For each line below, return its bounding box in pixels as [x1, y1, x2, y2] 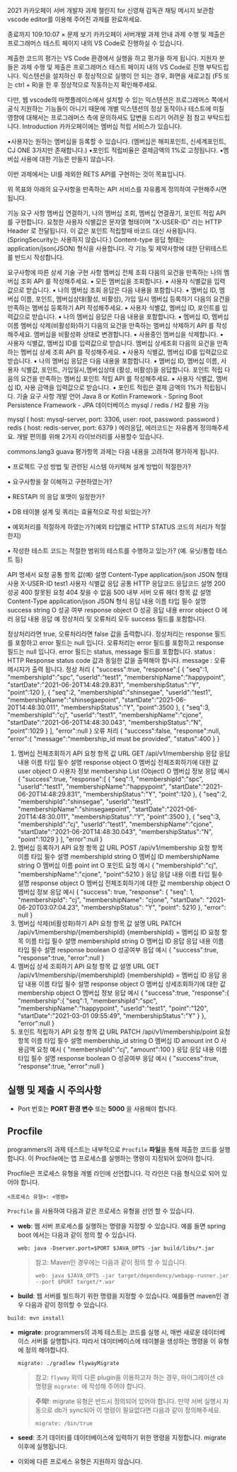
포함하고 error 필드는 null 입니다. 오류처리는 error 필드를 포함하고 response [14, 639, 224, 646]
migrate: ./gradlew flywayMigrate [17, 1359, 120, 1367]
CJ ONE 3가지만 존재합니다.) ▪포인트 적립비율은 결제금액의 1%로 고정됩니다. [7, 146, 219, 154]
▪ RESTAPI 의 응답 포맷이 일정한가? [7, 493, 105, 501]
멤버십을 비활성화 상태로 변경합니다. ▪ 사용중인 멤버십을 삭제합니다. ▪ [33, 330, 224, 338]
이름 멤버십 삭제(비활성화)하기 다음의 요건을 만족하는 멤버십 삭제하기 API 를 [7, 321, 214, 329]
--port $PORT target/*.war [35, 1278, 115, 1285]
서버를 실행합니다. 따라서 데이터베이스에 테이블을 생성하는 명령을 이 [30, 1337, 216, 1345]
